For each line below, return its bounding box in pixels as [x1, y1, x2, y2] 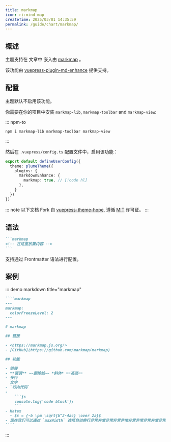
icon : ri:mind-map [5, 12, 44, 17]
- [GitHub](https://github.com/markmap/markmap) [5, 347, 110, 352]
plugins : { [14, 168, 38, 173]
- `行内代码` [5, 385, 30, 390]
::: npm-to [5, 119, 26, 125]
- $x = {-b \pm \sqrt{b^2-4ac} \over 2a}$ [10, 413, 101, 419]
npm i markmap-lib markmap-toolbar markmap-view [5, 128, 110, 134]
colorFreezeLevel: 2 [10, 310, 53, 316]
